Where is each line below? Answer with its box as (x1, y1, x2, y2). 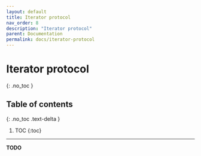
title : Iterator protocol (6, 14, 71, 20)
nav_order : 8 (6, 20, 39, 26)
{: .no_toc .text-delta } (6, 115, 60, 123)
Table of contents (6, 99, 73, 109)
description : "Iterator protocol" (6, 25, 93, 32)
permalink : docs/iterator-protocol (6, 36, 95, 42)
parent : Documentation (6, 31, 63, 37)
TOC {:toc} (14, 127, 42, 134)
